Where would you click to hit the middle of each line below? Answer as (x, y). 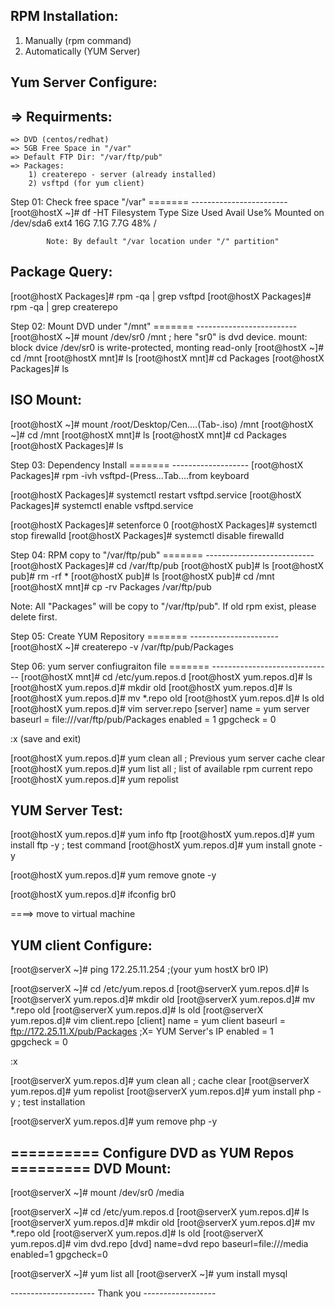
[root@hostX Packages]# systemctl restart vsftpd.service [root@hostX (156, 495)
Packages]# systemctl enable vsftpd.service (102, 505)
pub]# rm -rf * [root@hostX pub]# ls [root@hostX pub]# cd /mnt (142, 576)
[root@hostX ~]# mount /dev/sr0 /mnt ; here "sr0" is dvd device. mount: (159, 336)
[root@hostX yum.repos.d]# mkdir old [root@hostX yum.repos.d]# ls (151, 687)
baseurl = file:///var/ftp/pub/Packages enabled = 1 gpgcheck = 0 (143, 719)
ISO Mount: (46, 400)
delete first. (34, 616)
